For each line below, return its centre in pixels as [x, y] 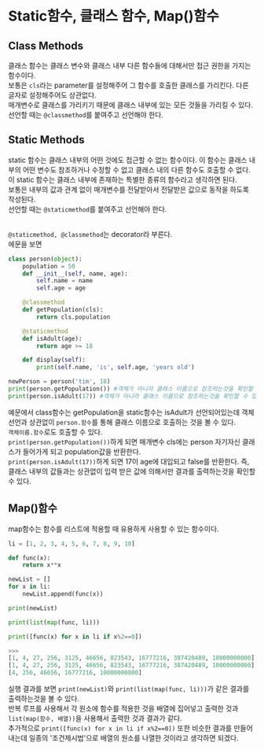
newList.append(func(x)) [63, 594]
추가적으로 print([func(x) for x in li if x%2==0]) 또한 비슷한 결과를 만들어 [130, 728]
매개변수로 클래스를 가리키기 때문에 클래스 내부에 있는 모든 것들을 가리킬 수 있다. [131, 105]
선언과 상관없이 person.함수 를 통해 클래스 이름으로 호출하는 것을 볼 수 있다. [122, 422]
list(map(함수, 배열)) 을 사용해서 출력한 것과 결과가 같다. [95, 718]
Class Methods [46, 45]
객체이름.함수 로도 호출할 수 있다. [55, 432]
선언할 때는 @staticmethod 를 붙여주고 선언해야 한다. [88, 209]
